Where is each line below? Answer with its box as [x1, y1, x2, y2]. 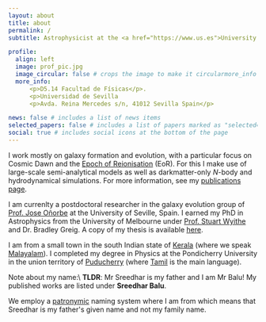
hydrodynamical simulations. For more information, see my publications [8, 175, 241, 185]
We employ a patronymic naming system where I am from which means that [8, 296, 256, 305]
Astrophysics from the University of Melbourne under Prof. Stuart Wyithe [8, 216, 246, 226]
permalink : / [8, 26, 51, 34]
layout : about [8, 11, 55, 20]
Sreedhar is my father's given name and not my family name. [8, 305, 207, 314]
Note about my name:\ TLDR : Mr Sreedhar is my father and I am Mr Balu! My [8, 272, 257, 282]
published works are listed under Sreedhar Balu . [8, 281, 167, 290]
